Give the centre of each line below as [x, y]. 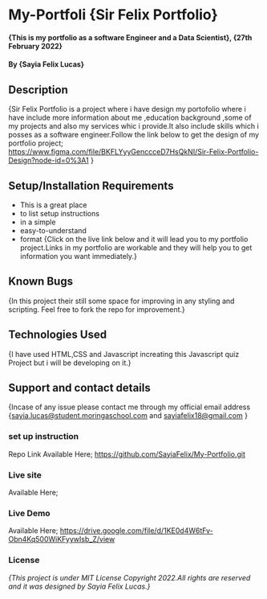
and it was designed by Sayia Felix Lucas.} [79, 586]
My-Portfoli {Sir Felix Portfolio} [113, 15]
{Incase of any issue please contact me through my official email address [129, 407]
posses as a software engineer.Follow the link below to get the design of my [133, 135]
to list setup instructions [60, 213]
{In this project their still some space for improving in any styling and [121, 301]
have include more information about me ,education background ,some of [130, 117]
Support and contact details [79, 388]
